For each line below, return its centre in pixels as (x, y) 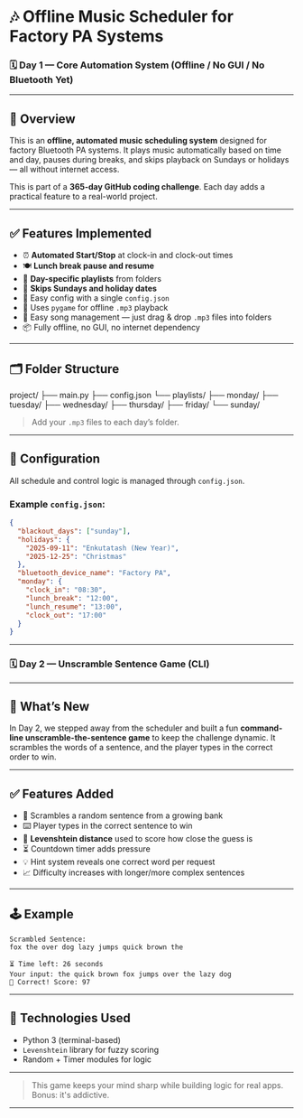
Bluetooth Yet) (41, 80)
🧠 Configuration (55, 459)
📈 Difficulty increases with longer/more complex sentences (133, 872)
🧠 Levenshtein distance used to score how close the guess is (138, 839)
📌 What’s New (50, 706)
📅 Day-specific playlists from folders (92, 279)
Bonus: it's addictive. (70, 1095)
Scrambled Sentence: (48, 940)
